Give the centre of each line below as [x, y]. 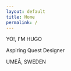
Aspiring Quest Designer [35, 50]
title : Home [20, 17]
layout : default [26, 11]
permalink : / [22, 22]
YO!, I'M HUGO [24, 39]
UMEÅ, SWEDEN [26, 62]
